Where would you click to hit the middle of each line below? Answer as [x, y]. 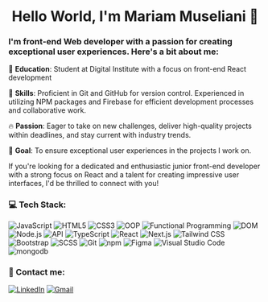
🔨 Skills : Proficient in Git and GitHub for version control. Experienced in [126, 93]
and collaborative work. [47, 110]
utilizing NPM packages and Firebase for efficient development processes [131, 102]
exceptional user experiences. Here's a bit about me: [113, 52]
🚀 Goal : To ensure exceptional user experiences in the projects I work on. [130, 151]
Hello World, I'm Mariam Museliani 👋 [135, 17]
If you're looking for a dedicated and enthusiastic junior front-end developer [134, 166]
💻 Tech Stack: [37, 205]
